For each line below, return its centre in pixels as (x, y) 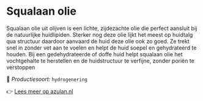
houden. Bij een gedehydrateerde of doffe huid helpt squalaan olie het (94, 54)
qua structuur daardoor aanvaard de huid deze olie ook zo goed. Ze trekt (98, 41)
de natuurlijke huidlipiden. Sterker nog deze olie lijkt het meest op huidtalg (100, 34)
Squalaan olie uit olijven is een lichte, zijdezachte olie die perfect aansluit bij (102, 28)
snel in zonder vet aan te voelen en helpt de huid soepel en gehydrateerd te (102, 48)
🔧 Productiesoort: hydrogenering (47, 79)
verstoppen (21, 67)
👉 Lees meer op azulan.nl (40, 91)
